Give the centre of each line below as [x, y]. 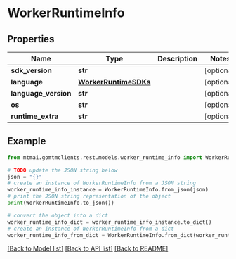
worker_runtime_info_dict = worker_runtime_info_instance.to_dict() [110, 222]
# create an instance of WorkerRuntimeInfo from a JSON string [102, 183]
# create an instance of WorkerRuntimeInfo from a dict [91, 229]
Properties [31, 39]
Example [27, 141]
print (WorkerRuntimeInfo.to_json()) [61, 203]
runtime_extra [35, 116]
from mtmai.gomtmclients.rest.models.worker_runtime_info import [105, 157]
